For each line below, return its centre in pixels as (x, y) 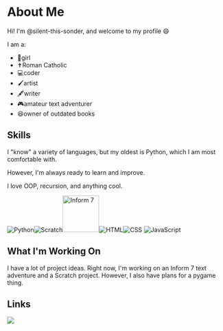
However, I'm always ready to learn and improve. (76, 172)
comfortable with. (32, 159)
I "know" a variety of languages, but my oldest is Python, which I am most (111, 151)
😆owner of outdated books (56, 114)
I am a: (16, 44)
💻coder (28, 72)
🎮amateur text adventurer (55, 103)
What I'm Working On (54, 252)
